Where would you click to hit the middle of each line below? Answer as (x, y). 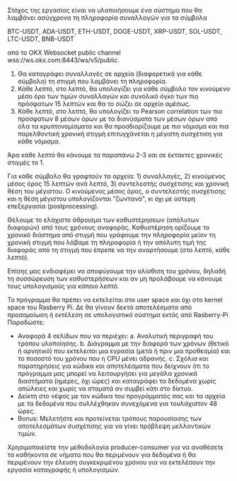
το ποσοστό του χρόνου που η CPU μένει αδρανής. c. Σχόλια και (113, 358)
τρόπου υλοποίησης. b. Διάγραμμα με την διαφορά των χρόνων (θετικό (123, 343)
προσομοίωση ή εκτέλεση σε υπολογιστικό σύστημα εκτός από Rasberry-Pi (118, 315)
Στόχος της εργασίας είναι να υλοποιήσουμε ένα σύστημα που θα (105, 10)
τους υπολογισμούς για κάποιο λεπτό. (63, 286)
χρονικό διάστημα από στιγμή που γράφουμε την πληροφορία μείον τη (111, 235)
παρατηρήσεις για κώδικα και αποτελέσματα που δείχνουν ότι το (114, 366)
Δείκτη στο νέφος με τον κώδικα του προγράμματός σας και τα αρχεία (121, 396)
